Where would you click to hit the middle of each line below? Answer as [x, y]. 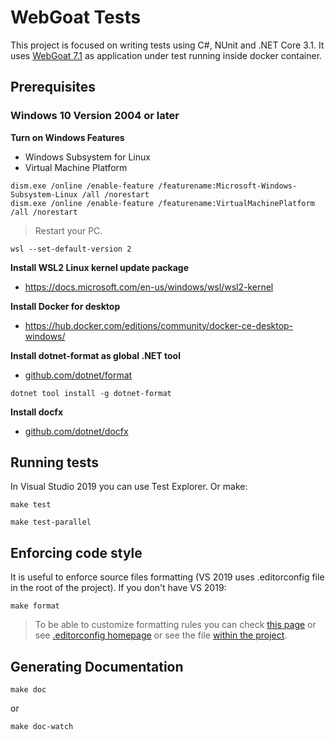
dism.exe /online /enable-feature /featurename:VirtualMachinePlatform [162, 203]
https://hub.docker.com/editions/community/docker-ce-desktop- [159, 325]
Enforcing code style [76, 552]
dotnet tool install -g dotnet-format [91, 393]
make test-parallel [51, 522]
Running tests [55, 462]
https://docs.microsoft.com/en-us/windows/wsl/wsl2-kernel [149, 287]
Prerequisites [53, 87]
